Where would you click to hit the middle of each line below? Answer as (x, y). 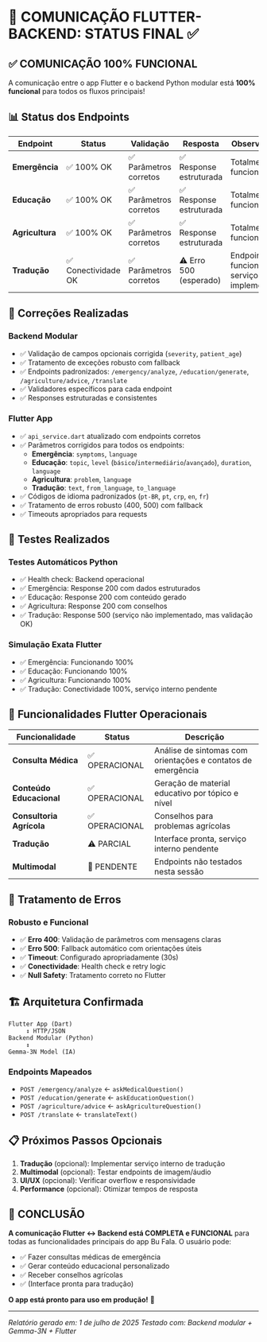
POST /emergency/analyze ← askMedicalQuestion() (102, 1089)
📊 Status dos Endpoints (69, 117)
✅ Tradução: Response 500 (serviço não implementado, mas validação (136, 615)
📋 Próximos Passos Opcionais (85, 1140)
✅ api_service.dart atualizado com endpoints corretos (110, 436)
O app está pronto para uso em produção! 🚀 (81, 1300)
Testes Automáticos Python (63, 562)
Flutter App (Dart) (41, 1024)
